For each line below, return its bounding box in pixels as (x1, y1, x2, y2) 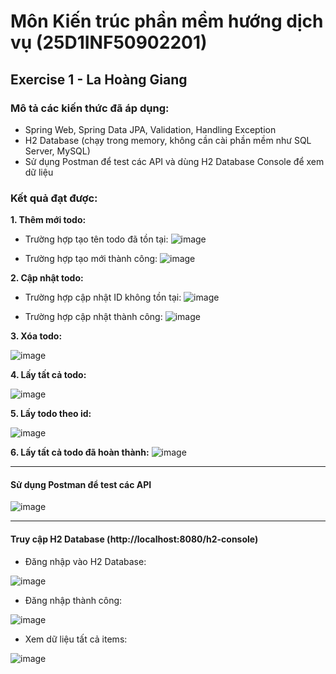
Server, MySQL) (24, 145, 91, 157)
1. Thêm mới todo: (10, 214, 87, 226)
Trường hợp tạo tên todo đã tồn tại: (24, 233, 169, 245)
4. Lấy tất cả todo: (10, 369, 87, 381)
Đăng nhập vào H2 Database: (24, 555, 147, 567)
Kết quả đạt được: (10, 191, 98, 205)
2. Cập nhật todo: (10, 272, 84, 284)
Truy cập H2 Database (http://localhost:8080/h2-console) (10, 533, 259, 545)
